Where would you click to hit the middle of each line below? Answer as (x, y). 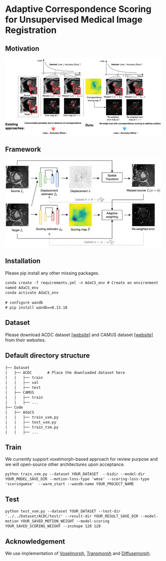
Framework (23, 150)
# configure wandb (24, 303)
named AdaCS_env (22, 288)
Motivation (22, 48)
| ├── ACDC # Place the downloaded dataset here (65, 373)
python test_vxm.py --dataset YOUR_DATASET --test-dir (63, 511)
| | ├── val (22, 382)
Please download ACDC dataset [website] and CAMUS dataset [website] (79, 335)
